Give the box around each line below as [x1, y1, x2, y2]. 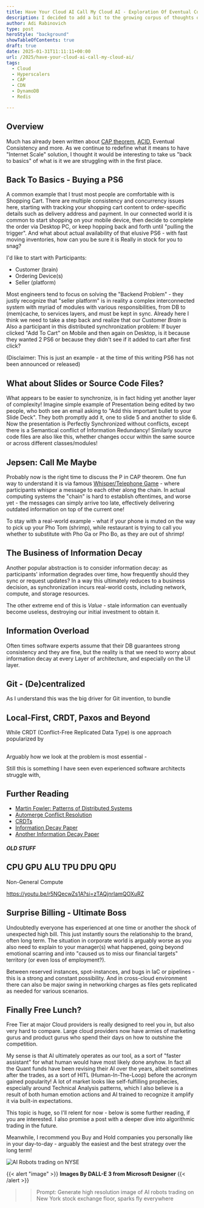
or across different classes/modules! [6, 440, 98, 447]
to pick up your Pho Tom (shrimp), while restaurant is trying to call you [6, 524, 182, 531]
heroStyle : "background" [6, 32, 69, 38]
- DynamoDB [12, 88, 39, 94]
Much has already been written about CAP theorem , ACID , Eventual [6, 137, 175, 145]
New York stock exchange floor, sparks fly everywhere [36, 1195, 174, 1203]
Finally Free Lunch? [6, 1005, 82, 1015]
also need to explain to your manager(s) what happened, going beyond [6, 943, 184, 950]
